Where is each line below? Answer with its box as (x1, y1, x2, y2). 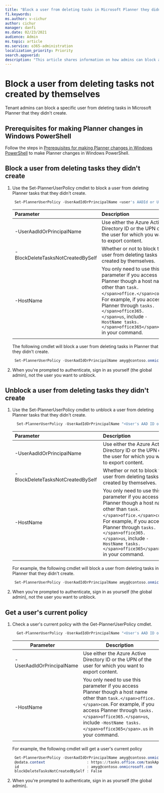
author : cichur (5, 21, 36, 26)
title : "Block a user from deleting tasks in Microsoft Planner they (5, 7, 150, 12)
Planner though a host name (82, 688, 148, 695)
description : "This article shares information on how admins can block (5, 57, 156, 62)
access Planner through (82, 707, 138, 714)
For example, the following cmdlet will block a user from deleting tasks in (12, 565, 159, 571)
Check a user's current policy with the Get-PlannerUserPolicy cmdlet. (12, 621, 152, 627)
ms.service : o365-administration (5, 44, 73, 48)
